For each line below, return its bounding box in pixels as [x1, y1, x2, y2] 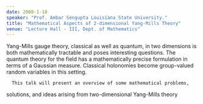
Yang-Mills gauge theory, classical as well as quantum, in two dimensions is [6, 43, 197, 50]
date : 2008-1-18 [6, 9, 48, 15]
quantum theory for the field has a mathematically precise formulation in [6, 55, 188, 63]
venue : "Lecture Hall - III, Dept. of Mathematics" [6, 26, 140, 32]
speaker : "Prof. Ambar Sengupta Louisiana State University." [6, 15, 168, 21]
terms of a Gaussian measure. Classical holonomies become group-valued [6, 62, 194, 69]
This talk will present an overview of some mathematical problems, [12, 80, 190, 86]
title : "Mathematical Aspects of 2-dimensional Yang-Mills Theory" [6, 20, 182, 26]
